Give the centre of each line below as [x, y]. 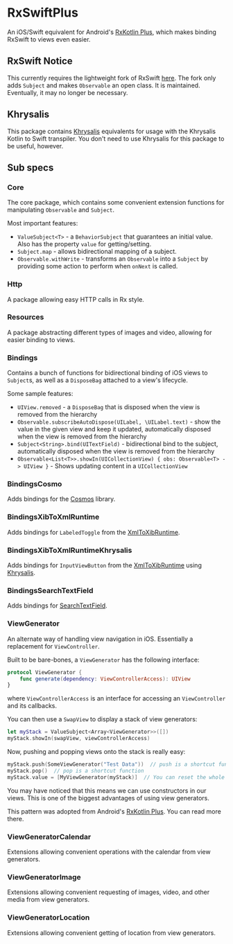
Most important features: [43, 223]
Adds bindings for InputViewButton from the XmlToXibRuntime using [105, 565]
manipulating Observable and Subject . [61, 210]
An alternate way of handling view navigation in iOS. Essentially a [100, 639]
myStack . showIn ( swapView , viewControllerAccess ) [79, 739]
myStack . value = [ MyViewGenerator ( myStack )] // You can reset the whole [116, 777]
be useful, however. [35, 146]
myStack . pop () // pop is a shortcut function [76, 771]
